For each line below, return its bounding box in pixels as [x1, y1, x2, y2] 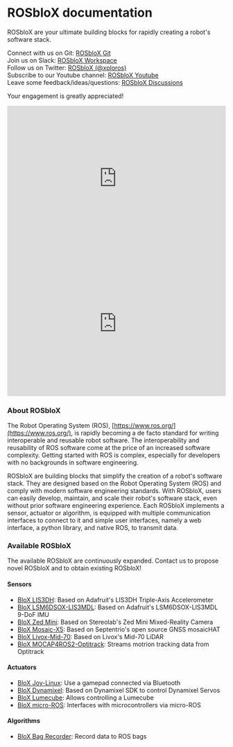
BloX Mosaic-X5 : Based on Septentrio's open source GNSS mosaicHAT [17, 625, 221, 634]
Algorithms [7, 716, 40, 725]
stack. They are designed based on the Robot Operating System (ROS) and [7, 479, 222, 488]
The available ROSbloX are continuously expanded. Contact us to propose [7, 556, 219, 565]
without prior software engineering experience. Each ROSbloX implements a [7, 501, 225, 510]
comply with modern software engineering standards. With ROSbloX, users [7, 487, 222, 495]
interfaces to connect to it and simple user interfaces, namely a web [7, 516, 202, 524]
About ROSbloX [7, 405, 61, 415]
